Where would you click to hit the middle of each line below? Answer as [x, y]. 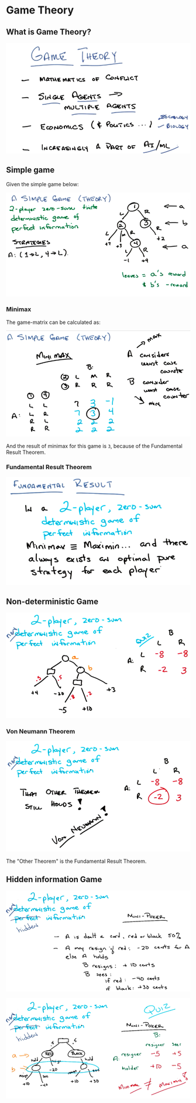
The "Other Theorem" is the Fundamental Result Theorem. [76, 861]
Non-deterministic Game [52, 601]
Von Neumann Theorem [41, 731]
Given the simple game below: [42, 184]
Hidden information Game [54, 880]
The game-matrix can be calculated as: [54, 322]
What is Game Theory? [49, 32]
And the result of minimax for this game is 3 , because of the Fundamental [94, 446]
